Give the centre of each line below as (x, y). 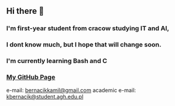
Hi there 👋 (25, 11)
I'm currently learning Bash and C (57, 61)
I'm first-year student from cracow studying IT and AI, (88, 28)
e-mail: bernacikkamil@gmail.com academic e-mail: (71, 90)
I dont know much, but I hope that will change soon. (84, 45)
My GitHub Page (31, 78)
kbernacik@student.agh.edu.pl (45, 97)
